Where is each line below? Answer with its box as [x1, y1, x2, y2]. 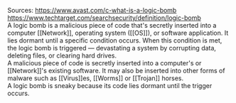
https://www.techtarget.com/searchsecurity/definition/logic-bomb [7, 13, 201, 22]
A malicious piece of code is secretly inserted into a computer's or [7, 59, 202, 67]
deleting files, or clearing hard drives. [7, 51, 117, 60]
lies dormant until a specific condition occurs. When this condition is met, [7, 36, 222, 45]
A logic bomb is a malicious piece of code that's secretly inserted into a [7, 21, 217, 29]
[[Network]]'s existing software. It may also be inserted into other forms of [7, 67, 225, 75]
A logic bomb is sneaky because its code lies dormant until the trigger [7, 82, 213, 90]
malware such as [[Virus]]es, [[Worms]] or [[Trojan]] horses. [7, 74, 184, 82]
